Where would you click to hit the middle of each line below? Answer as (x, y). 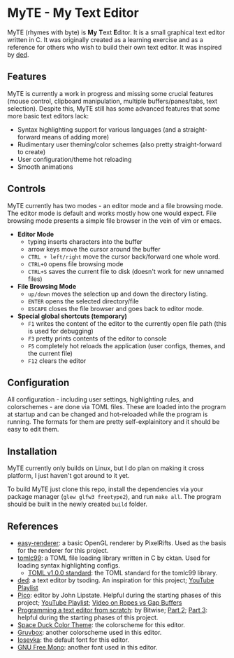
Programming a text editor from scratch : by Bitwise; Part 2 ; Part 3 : (112, 610)
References (33, 526)
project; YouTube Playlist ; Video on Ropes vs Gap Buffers (100, 603)
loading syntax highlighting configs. (69, 565)
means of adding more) (75, 137)
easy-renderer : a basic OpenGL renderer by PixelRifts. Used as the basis (122, 543)
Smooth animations (45, 167)
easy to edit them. (33, 430)
